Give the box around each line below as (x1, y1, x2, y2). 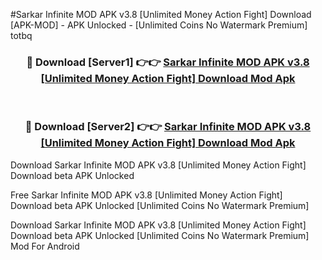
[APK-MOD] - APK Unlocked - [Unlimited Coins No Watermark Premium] (10, 19, 308, 31)
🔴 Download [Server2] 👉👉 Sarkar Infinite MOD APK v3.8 (24, 120, 312, 134)
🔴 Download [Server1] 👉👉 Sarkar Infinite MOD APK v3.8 (26, 55, 310, 69)
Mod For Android (10, 240, 80, 252)
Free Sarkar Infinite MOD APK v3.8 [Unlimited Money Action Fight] (10, 189, 283, 201)
